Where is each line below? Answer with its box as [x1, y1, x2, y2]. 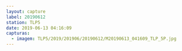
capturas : [6, 30, 30, 36]
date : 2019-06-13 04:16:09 [6, 25, 72, 31]
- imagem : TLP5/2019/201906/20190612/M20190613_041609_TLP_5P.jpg [11, 36, 177, 42]
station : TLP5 [6, 19, 41, 25]
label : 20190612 [6, 14, 46, 20]
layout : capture [6, 8, 46, 15]
